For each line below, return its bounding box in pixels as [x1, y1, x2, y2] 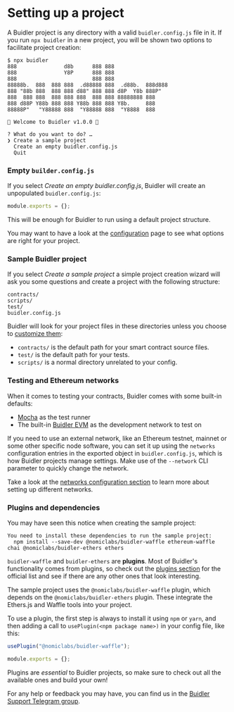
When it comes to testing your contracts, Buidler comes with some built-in [7, 392, 223, 400]
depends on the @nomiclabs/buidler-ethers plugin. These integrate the [7, 593, 213, 601]
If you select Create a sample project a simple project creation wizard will [7, 270, 221, 279]
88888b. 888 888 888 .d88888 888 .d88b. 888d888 [7, 81, 169, 89]
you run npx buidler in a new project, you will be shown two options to [7, 35, 212, 44]
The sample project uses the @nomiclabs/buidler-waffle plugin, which [7, 586, 211, 594]
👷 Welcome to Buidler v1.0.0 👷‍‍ [7, 118, 99, 125]
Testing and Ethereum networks [7, 375, 119, 385]
